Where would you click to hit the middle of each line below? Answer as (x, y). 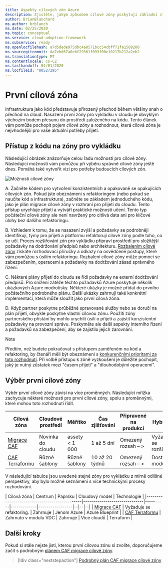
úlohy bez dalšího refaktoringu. (37, 220)
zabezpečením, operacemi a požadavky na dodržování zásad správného (80, 262)
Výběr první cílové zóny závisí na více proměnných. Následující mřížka (78, 393)
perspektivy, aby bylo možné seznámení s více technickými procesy (75, 481)
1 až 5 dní (103, 443)
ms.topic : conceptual (28, 33)
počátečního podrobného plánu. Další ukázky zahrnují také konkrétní (76, 293)
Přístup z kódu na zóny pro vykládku (63, 146)
